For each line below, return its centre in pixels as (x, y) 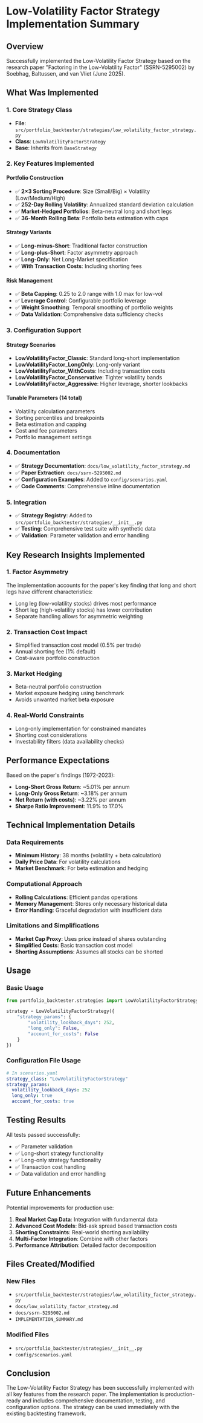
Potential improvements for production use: (60, 1208)
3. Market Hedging (34, 674)
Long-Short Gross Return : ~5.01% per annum (72, 787)
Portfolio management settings (53, 437)
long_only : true (32, 1096)
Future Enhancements (49, 1193)
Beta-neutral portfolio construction (58, 687)
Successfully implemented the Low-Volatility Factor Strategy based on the (98, 61)
